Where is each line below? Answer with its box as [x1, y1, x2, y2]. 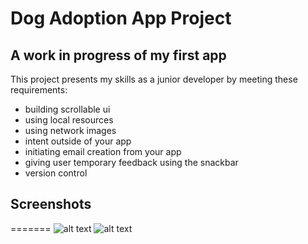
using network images [24, 125, 117, 136]
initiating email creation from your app [24, 146, 182, 157]
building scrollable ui [24, 103, 111, 115]
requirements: [10, 84, 68, 96]
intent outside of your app [24, 135, 132, 147]
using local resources [24, 114, 114, 126]
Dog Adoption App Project [10, 7, 232, 30]
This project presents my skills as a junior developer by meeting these [10, 73, 298, 85]
